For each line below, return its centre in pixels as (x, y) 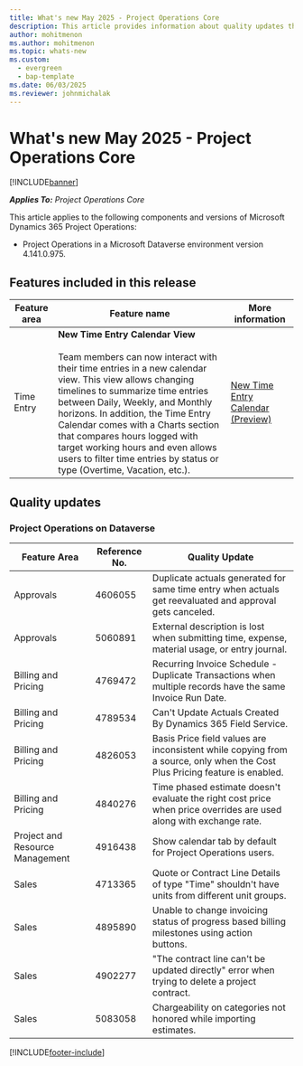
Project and (38, 835)
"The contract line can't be (209, 958)
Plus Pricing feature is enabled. (218, 772)
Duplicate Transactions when (214, 675)
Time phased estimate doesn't (216, 787)
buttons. (170, 944)
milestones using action (202, 932)
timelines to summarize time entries (133, 391)
